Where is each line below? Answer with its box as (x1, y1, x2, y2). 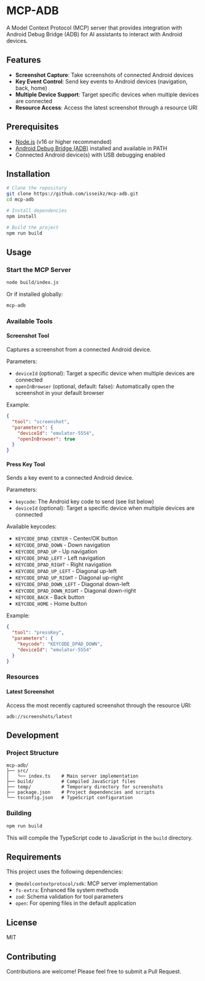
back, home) (15, 84, 48, 92)
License (6, 917, 37, 928)
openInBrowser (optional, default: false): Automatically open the (15, 383, 175, 390)
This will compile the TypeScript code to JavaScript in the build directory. (6, 834, 193, 842)
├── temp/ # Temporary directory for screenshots (6, 784, 164, 790)
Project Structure (6, 748, 59, 757)
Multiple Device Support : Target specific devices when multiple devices (15, 90, 199, 98)
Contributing (6, 952, 56, 962)
